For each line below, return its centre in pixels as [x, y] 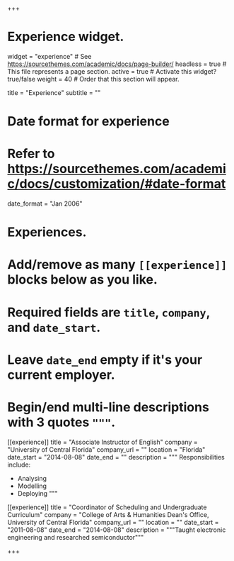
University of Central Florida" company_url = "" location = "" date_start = [113, 522]
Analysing [32, 478]
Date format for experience [88, 122]
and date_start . [54, 327]
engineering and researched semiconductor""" [76, 537]
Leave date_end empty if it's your [105, 360]
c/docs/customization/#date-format [117, 184]
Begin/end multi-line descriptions [109, 407]
